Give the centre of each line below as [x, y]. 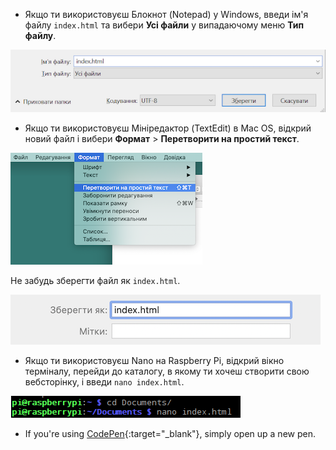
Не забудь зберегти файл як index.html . [95, 280]
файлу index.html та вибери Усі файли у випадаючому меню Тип [164, 25]
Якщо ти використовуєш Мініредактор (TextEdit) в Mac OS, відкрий [168, 128]
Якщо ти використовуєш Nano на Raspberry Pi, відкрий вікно [154, 360]
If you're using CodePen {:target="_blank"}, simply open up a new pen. [170, 433]
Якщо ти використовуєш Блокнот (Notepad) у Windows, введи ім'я [166, 14]
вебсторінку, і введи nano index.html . [104, 381]
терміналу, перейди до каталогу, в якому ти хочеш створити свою [167, 371]
